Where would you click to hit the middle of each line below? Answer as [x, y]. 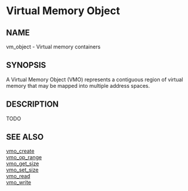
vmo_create [20, 151]
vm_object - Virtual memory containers [53, 47]
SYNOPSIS [26, 65]
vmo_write [19, 182]
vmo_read [18, 176]
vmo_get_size [23, 164]
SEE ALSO [25, 137]
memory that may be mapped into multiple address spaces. [78, 85]
